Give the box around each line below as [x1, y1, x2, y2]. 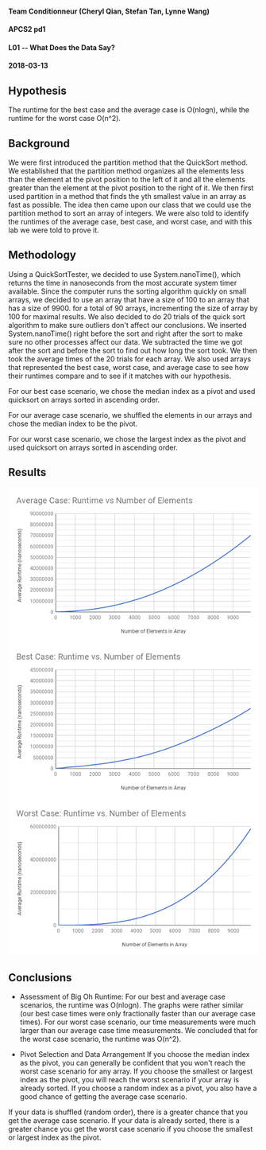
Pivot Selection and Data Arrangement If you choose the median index [19, 1050, 250, 1059]
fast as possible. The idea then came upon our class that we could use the [8, 200, 252, 209]
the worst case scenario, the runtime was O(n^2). [19, 1035, 181, 1044]
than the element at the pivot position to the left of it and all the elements [8, 175, 246, 184]
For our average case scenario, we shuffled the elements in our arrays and [8, 410, 253, 419]
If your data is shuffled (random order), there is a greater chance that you [8, 1107, 249, 1117]
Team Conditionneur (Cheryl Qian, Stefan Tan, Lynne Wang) [8, 6, 210, 16]
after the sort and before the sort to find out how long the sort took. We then [8, 345, 258, 355]
